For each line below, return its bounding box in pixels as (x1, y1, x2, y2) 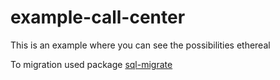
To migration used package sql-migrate (10, 58, 173, 70)
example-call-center (10, 6, 186, 29)
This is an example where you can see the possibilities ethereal (10, 39, 271, 51)
